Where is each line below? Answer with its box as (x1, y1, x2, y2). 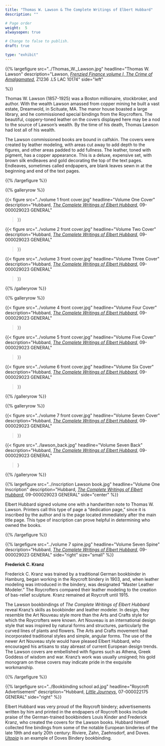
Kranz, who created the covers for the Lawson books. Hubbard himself (5, 719, 149, 725)
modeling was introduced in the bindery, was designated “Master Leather (5, 581, 154, 587)
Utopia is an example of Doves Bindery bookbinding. (5, 735, 112, 741)
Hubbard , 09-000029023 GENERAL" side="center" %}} (5, 491, 119, 497)
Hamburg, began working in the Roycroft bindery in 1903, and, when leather (5, 576, 159, 582)
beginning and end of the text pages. (5, 168, 80, 174)
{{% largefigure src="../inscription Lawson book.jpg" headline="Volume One (5, 481, 160, 487)
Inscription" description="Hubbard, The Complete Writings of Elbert (5, 486, 143, 492)
